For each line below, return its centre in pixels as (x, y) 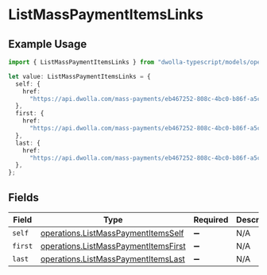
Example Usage (48, 44)
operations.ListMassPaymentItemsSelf (112, 233)
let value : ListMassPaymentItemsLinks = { (79, 76)
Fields (24, 198)
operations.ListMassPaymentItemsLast (112, 258)
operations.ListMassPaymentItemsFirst (113, 246)
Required (211, 219)
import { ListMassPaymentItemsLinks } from (81, 62)
